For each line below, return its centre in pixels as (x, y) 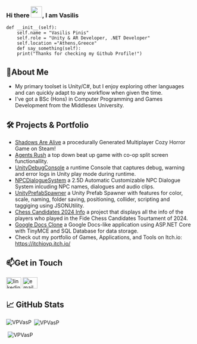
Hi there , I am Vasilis (43, 15)
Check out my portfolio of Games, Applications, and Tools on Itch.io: (98, 237)
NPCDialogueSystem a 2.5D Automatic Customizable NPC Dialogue (97, 180)
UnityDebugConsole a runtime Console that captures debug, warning (100, 168)
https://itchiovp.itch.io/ (43, 243)
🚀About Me (27, 72)
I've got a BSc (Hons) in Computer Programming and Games (89, 99)
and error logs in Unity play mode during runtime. (75, 173)
